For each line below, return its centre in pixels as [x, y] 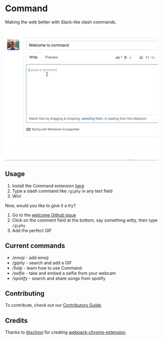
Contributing [25, 293]
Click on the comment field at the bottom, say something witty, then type [85, 220]
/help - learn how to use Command [47, 268]
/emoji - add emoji [30, 257]
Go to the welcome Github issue [44, 215]
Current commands [35, 246]
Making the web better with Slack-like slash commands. [61, 22]
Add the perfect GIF [32, 230]
